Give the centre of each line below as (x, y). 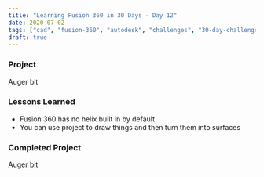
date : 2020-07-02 (37, 23)
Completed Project (45, 147)
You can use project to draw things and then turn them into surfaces (130, 127)
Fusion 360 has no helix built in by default (87, 119)
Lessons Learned (42, 102)
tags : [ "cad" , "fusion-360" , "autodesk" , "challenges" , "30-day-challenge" (135, 30)
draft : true (27, 37)
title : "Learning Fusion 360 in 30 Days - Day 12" (93, 15)
